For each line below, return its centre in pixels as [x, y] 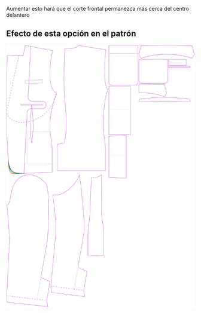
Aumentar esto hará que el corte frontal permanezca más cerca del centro [98, 9]
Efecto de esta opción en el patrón [71, 34]
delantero [18, 15]
